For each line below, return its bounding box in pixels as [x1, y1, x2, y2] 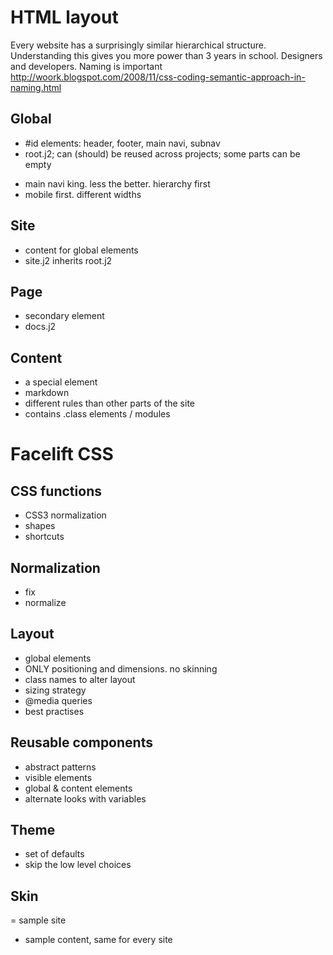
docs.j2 [24, 321, 57, 333]
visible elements [24, 771, 93, 783]
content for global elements [24, 244, 139, 256]
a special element [24, 376, 98, 388]
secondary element [24, 310, 105, 322]
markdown [24, 387, 70, 399]
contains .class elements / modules [24, 408, 171, 420]
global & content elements [24, 782, 133, 794]
